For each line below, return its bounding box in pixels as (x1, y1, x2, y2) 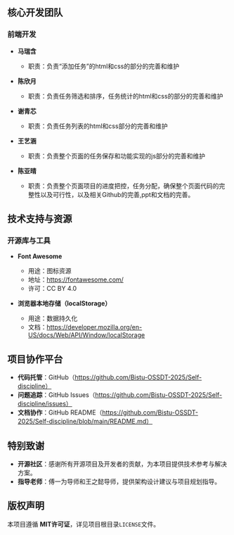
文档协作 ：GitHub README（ (17, 408, 103, 417)
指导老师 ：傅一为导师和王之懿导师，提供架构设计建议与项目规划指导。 (17, 477, 221, 486)
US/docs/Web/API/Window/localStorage (27, 331, 145, 339)
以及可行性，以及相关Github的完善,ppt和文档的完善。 (40, 190, 195, 199)
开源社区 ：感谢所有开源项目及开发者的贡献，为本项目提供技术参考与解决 (17, 460, 227, 468)
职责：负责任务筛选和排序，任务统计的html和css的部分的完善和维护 (27, 92, 223, 100)
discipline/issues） (17, 400, 72, 408)
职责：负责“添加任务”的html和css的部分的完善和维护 (27, 62, 180, 70)
